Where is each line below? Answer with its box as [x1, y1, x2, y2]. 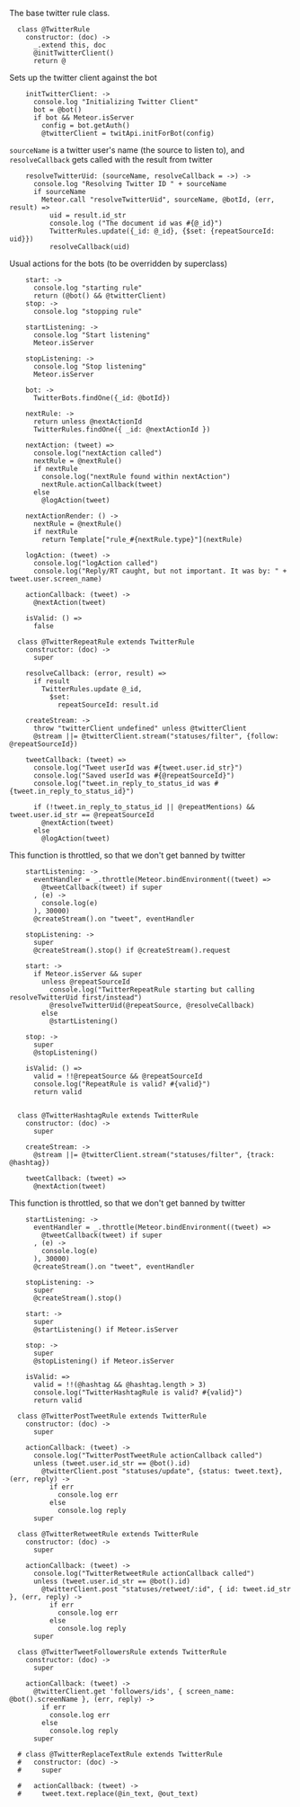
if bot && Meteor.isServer [32, 113, 135, 122]
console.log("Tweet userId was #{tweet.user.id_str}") [32, 763, 243, 772]
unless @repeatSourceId [41, 977, 130, 986]
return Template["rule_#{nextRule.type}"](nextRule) [41, 535, 243, 544]
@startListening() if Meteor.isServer [32, 1325, 179, 1334]
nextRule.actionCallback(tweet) [41, 480, 163, 489]
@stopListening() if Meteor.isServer [32, 1357, 175, 1366]
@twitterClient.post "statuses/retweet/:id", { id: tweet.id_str [41, 1585, 292, 1594]
